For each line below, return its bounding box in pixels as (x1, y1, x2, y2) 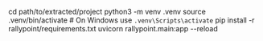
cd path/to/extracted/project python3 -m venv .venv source (8, 7, 207, 16)
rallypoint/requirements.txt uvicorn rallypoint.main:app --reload (8, 24, 219, 33)
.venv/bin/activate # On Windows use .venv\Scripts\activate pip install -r (8, 15, 255, 25)
